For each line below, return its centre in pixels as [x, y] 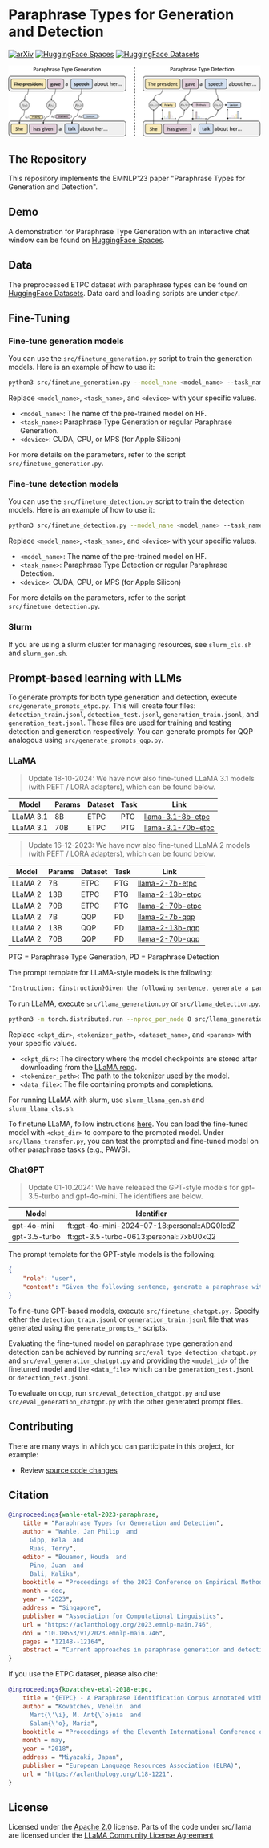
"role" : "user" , [50, 1279]
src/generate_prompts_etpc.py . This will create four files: [102, 706]
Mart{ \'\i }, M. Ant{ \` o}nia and [85, 1715]
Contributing [41, 1427]
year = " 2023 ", [48, 1599]
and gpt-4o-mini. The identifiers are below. [132, 1196]
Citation [29, 1495]
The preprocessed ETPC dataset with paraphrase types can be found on [128, 284]
